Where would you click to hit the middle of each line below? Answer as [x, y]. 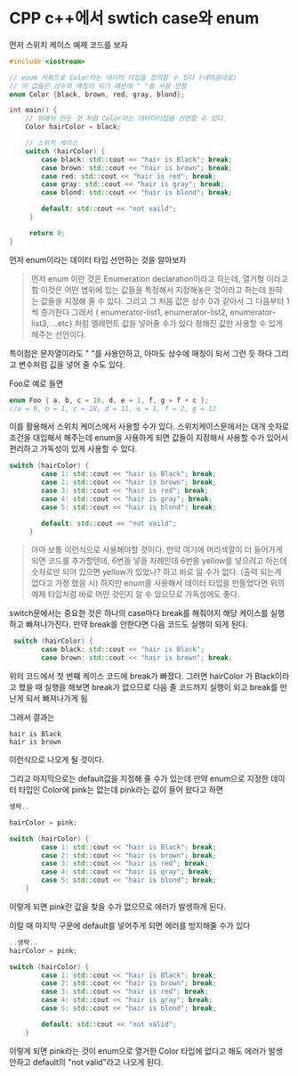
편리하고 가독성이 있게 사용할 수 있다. [73, 449]
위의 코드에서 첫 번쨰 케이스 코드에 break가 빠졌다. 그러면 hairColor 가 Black [142, 676]
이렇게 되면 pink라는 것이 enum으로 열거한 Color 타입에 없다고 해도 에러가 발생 [146, 1051]
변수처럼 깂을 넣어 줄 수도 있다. [72, 364]
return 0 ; [47, 233]
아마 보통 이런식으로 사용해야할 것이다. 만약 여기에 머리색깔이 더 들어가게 [157, 550]
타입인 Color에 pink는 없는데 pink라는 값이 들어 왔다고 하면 [121, 790]
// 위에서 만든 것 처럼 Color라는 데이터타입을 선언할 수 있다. [126, 119]
